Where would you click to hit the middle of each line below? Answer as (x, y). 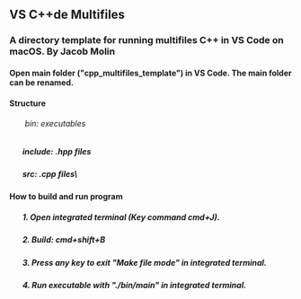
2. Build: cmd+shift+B (64, 240)
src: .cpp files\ (50, 174)
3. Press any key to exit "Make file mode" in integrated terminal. (145, 262)
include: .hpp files (57, 151)
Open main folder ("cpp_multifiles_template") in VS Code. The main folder (150, 73)
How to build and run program (66, 197)
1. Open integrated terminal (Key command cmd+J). (121, 217)
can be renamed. (42, 82)
